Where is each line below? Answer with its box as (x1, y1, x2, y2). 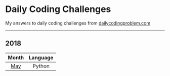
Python (32, 62, 50, 69)
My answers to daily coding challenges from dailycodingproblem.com (5, 20, 151, 26)
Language (28, 54, 54, 61)
